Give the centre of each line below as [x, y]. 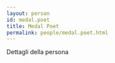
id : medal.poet [28, 20]
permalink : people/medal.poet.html [57, 33]
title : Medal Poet [33, 26]
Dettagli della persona [38, 52]
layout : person [28, 13]
